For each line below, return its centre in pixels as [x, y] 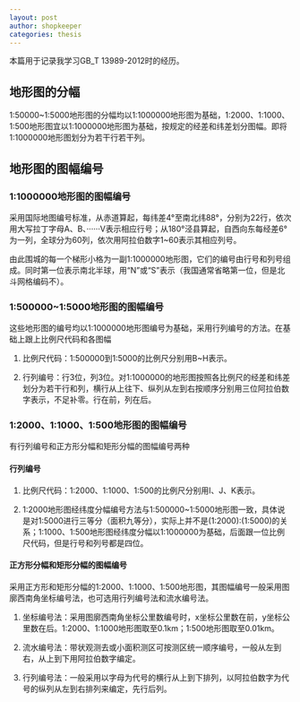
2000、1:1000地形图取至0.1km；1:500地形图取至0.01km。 [173, 628]
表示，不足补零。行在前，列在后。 [93, 400]
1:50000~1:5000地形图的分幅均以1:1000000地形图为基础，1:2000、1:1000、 [150, 115]
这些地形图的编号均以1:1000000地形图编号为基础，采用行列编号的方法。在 [146, 328]
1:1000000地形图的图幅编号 [70, 196]
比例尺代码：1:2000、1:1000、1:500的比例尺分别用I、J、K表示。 [141, 490]
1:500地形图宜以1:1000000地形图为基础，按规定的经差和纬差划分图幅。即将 [149, 126]
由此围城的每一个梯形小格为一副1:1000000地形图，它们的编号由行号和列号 [146, 259]
